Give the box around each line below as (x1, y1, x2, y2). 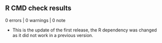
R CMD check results (5, 4, 72, 12)
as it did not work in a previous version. (12, 32, 93, 38)
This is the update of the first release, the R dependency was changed (12, 27, 157, 33)
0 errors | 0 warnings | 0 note (5, 17, 66, 23)
